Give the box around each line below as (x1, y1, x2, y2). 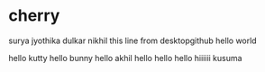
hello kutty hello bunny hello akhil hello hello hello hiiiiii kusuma (8, 52, 242, 63)
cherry (8, 5, 60, 26)
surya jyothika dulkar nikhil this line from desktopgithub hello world (8, 35, 258, 46)
